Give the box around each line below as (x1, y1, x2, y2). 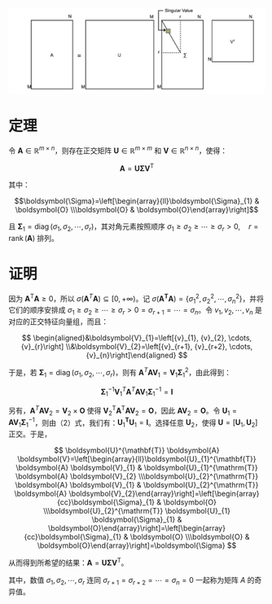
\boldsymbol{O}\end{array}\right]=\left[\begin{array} (47, 523, 226, 533)
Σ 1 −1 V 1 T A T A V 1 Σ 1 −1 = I (100, 385, 173, 398)
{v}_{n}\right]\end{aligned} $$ (86, 350, 188, 361)
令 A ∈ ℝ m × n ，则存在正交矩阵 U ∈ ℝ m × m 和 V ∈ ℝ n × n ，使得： (8, 144, 228, 155)
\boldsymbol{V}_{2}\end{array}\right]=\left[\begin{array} (68, 488, 260, 499)
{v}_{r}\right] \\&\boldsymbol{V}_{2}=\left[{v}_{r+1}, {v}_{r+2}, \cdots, (20, 342, 253, 352)
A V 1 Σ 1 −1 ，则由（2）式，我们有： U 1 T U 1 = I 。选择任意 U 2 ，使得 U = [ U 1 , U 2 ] (8, 416, 258, 430)
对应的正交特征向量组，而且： (8, 317, 108, 326)
